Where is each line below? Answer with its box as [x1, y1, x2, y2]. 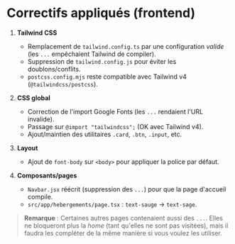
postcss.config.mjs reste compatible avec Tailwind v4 [27, 72, 187, 81]
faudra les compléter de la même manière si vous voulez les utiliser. [23, 228, 223, 237]
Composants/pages [16, 171, 77, 179]
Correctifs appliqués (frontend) [6, 5, 196, 21]
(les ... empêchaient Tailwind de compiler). [27, 50, 157, 58]
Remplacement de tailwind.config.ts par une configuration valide [27, 42, 224, 50]
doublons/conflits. [27, 65, 81, 73]
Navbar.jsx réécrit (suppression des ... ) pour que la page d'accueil [27, 184, 226, 193]
